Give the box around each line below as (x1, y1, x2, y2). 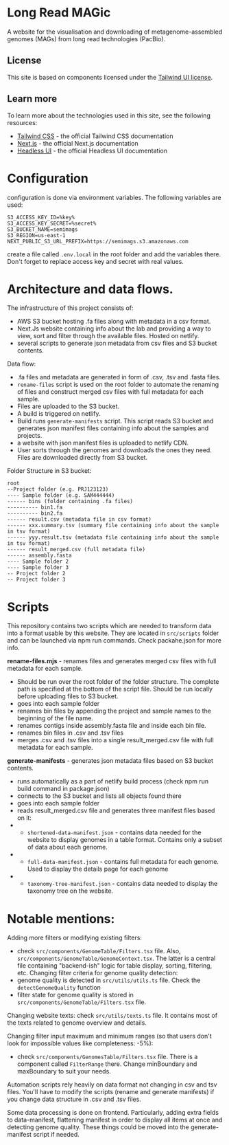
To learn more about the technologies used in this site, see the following (7, 111, 210, 120)
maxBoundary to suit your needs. (16, 1067, 111, 1076)
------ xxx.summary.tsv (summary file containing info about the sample (7, 522, 219, 529)
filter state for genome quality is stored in (16, 991, 134, 999)
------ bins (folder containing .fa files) (7, 498, 134, 505)
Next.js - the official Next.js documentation (16, 139, 138, 147)
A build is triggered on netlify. (16, 410, 101, 418)
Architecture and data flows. (7, 281, 173, 297)
